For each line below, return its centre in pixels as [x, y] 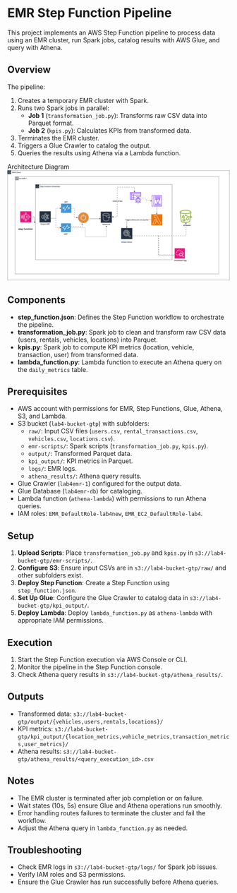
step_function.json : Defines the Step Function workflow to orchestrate [121, 317]
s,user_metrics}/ [43, 744]
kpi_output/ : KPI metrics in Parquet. [80, 461]
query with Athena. [35, 47]
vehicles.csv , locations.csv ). [71, 438]
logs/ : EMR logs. [53, 469]
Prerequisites [37, 392]
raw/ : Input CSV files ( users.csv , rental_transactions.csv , [113, 431]
